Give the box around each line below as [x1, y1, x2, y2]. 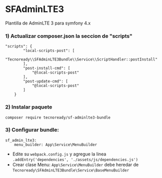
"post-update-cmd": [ [23, 79, 68, 84]
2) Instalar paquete [5, 103, 52, 110]
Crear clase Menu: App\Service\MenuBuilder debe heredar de [12, 161, 139, 167]
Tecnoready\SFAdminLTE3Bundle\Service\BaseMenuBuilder [12, 167, 129, 173]
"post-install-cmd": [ [23, 66, 70, 71]
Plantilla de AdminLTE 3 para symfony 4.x [5, 20, 91, 26]
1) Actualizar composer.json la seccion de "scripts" [5, 32, 132, 39]
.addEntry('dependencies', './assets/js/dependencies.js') [12, 157, 138, 162]
